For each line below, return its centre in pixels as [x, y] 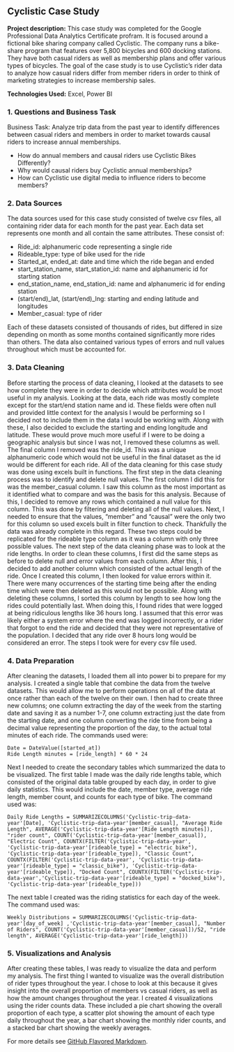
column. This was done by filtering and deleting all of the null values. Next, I [116, 509]
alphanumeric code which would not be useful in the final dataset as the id [114, 457]
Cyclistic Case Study [53, 12]
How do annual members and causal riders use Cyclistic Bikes [107, 156]
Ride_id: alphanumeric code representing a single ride [95, 247]
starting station [39, 277]
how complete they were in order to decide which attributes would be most [115, 390]
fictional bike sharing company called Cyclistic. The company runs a [105, 43]
